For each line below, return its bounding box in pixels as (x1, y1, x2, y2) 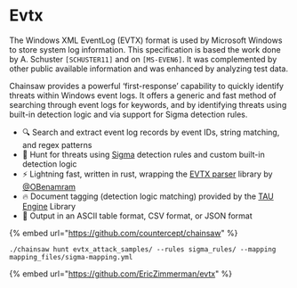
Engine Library (21, 201, 76, 211)
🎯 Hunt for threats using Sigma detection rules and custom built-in (21, 149, 265, 160)
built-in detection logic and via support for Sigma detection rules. (9, 109, 248, 119)
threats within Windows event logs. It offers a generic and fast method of (9, 90, 277, 101)
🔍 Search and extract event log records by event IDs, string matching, (21, 127, 280, 137)
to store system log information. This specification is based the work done (9, 44, 282, 54)
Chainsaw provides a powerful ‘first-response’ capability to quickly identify (9, 80, 285, 91)
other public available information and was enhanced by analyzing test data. (9, 63, 289, 74)
